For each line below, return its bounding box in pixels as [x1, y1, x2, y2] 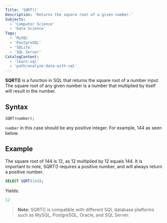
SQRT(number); [5, 116, 35, 121]
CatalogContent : [5, 54, 39, 59]
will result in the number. [5, 88, 56, 94]
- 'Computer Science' [10, 21, 55, 27]
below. [5, 130, 19, 136]
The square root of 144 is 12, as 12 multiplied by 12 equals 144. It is [5, 158, 143, 164]
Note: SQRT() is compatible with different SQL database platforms [17, 206, 154, 212]
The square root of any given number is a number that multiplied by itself [5, 83, 156, 89]
